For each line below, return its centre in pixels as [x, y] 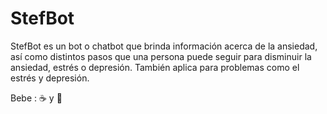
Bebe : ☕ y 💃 [36, 98]
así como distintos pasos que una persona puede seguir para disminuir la [161, 56]
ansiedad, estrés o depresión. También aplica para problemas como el [155, 67]
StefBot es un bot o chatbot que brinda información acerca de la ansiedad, [164, 46]
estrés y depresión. [50, 78]
